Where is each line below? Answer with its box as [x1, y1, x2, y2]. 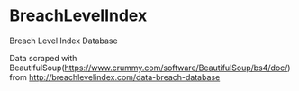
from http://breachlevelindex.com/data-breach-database [9, 71, 221, 82]
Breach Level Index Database [9, 35, 119, 46]
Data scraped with [9, 52, 77, 63]
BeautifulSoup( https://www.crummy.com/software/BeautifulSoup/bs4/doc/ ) [9, 62, 291, 73]
